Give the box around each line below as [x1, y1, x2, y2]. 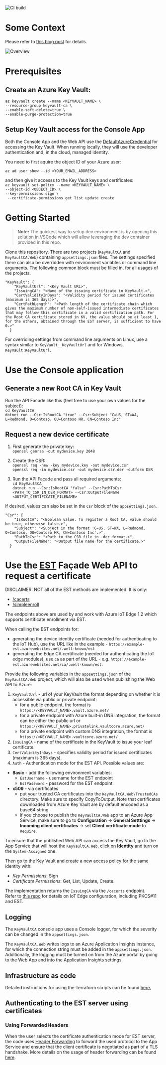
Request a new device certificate [5, 430, 109, 439]
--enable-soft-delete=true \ [5, 107, 66, 112]
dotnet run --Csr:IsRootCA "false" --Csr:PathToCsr [12, 485, 122, 490]
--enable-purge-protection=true [5, 112, 72, 117]
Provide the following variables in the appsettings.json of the [5, 671, 131, 677]
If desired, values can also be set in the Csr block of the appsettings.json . [5, 503, 157, 509]
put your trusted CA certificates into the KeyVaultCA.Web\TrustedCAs [19, 791, 158, 797]
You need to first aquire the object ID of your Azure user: [5, 158, 121, 164]
